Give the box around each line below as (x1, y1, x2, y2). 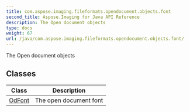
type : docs (6, 25, 33, 31)
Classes (6, 69, 36, 79)
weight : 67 (6, 30, 33, 36)
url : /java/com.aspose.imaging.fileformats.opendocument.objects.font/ (6, 36, 184, 42)
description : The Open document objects (6, 19, 106, 25)
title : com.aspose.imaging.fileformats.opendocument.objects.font (6, 8, 171, 15)
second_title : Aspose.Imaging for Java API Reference (6, 14, 140, 20)
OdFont (9, 96, 30, 104)
